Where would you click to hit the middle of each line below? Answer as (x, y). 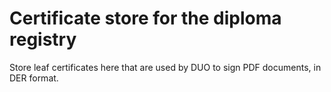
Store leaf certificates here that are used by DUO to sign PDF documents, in (165, 67)
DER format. (34, 78)
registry (43, 39)
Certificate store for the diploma (145, 18)
